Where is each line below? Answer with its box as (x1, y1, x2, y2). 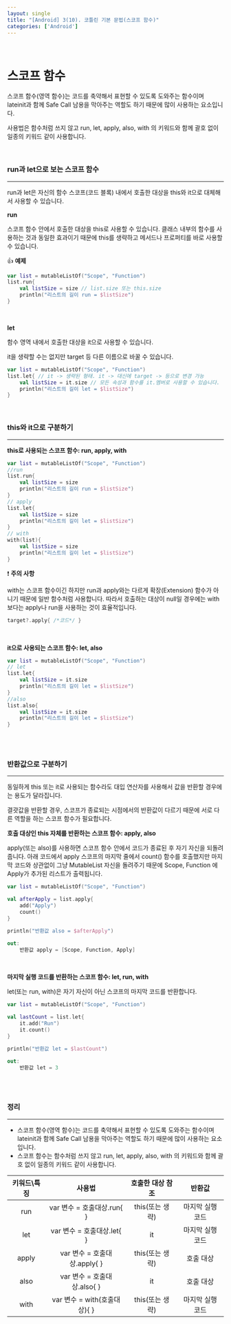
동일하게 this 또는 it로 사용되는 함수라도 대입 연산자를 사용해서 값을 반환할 (7, 782, 204, 791)
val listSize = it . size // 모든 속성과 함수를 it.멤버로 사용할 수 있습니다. (19, 379, 220, 386)
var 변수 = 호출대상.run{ (49, 1202, 124, 1212)
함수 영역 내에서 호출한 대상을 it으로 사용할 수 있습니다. (7, 338, 153, 346)
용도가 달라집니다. (14, 791, 63, 800)
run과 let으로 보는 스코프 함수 (7, 164, 100, 174)
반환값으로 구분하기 (7, 760, 67, 769)
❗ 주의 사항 (7, 569, 35, 577)
